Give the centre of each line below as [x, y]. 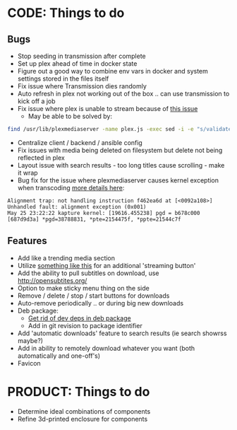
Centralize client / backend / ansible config [80, 142]
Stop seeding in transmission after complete [81, 56]
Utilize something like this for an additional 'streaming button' [107, 265]
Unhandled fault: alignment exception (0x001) [77, 207]
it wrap [28, 173]
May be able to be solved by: [70, 116]
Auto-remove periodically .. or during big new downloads [101, 303]
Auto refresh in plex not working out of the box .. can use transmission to [123, 94]
